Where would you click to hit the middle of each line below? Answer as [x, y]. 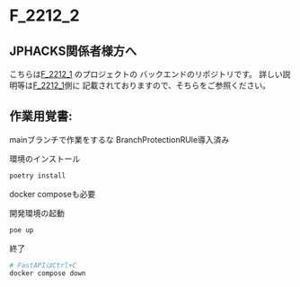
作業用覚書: [41, 116]
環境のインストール [45, 159]
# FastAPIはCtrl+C [43, 265]
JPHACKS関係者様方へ [73, 51]
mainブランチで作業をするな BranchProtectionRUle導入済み [119, 139]
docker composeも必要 [53, 194]
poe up [22, 230]
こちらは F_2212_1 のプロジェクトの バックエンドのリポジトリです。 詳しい [146, 74]
